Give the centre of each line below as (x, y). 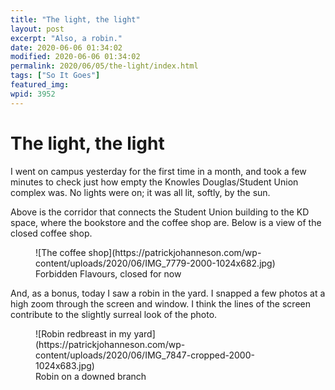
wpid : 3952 (33, 94)
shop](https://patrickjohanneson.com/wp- (175, 252)
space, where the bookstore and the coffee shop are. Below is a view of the (166, 222)
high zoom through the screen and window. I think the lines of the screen (160, 303)
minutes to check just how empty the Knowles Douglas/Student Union (154, 182)
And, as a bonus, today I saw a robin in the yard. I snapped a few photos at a (168, 293)
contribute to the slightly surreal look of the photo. (114, 314)
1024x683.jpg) (65, 365)
